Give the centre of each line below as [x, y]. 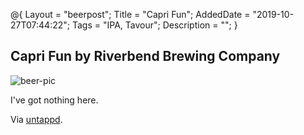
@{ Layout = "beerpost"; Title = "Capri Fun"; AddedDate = [130, 14]
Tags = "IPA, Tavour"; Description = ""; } [154, 25]
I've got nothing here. [54, 100]
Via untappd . [36, 119]
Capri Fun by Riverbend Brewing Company [145, 56]
